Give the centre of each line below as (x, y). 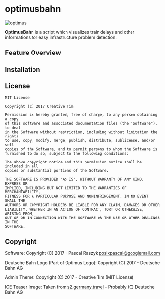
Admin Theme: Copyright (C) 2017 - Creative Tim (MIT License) (69, 277)
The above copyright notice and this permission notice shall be (73, 162)
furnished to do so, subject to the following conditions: (67, 153)
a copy (12, 119)
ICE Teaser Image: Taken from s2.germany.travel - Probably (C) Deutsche (80, 287)
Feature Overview (33, 53)
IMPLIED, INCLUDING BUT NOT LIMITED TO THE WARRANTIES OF (66, 188)
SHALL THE (15, 201)
